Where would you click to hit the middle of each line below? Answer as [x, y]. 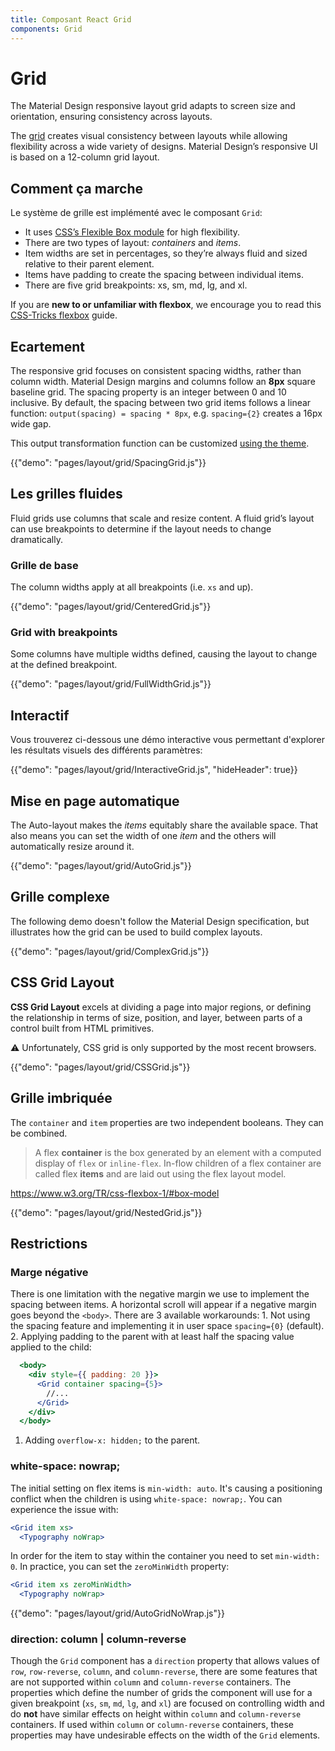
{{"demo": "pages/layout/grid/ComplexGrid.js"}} [110, 951]
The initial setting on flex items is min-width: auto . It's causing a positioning [166, 1488]
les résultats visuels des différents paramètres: [106, 750]
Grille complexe [60, 897]
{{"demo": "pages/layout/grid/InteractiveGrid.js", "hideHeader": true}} [154, 770]
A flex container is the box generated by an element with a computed [178, 1152]
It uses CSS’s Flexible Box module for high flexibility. [132, 232]
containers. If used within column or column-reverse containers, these [152, 1725]
